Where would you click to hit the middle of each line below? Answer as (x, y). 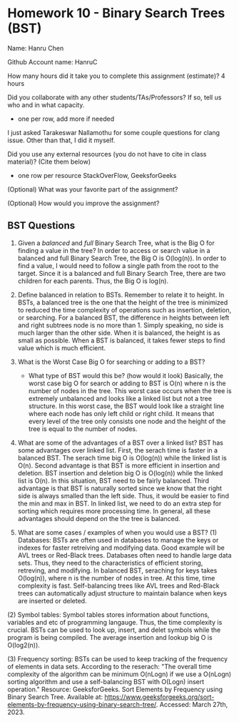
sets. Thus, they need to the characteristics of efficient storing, (110, 563)
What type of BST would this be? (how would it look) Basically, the (126, 375)
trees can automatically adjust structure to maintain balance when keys (122, 593)
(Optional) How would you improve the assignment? (83, 203)
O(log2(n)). (24, 645)
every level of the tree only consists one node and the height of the (127, 421)
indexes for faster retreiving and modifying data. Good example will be (121, 548)
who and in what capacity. (46, 104)
